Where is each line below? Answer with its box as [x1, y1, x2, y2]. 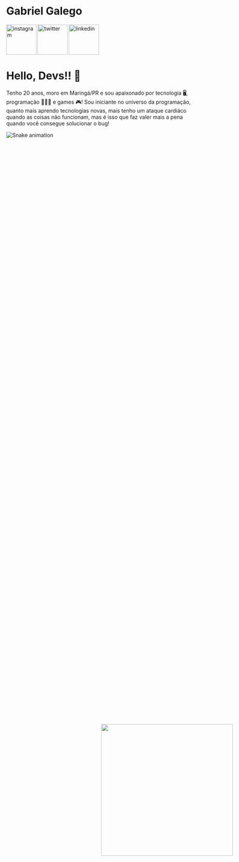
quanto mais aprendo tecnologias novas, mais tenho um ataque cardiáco [6, 107, 187, 114]
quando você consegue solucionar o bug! [6, 119, 110, 127]
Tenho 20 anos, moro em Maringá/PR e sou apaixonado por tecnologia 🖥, [6, 89, 188, 96]
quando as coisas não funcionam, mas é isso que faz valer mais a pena [6, 113, 184, 120]
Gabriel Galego [6, 4, 82, 18]
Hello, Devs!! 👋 [6, 69, 81, 83]
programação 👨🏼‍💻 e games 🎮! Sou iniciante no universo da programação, [6, 98, 191, 105]
